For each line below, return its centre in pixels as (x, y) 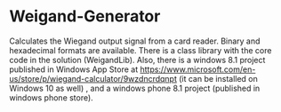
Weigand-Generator (85, 16)
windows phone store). (51, 97)
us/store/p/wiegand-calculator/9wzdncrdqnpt (93, 78)
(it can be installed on (218, 78)
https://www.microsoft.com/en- (198, 69)
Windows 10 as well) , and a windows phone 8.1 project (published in (135, 88)
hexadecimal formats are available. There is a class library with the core (140, 50)
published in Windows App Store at (74, 69)
